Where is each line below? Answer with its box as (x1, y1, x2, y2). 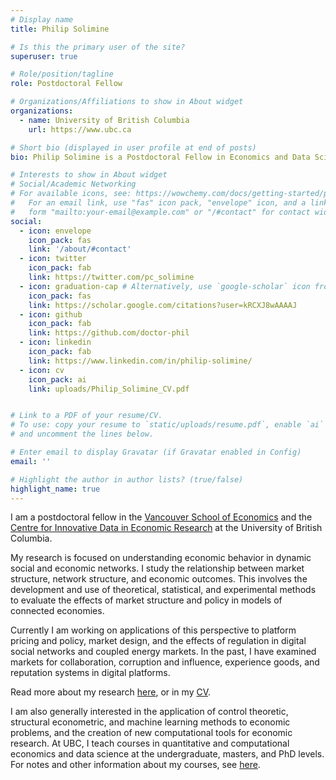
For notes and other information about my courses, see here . (10, 759, 261, 771)
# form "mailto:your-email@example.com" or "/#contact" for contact (10, 207, 311, 217)
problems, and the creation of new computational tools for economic (10, 727, 293, 739)
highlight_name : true (10, 484, 101, 494)
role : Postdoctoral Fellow (10, 79, 123, 89)
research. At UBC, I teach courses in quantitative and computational (10, 737, 290, 750)
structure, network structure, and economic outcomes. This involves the (10, 573, 308, 585)
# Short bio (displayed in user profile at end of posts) (10, 142, 257, 153)
